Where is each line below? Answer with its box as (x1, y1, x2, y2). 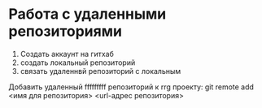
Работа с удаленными (8, 5, 167, 24)
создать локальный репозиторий (20, 58, 136, 67)
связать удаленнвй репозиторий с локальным (20, 66, 181, 76)
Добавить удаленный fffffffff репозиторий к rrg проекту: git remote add (8, 82, 255, 92)
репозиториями (8, 22, 122, 41)
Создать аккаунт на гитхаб (20, 49, 114, 58)
